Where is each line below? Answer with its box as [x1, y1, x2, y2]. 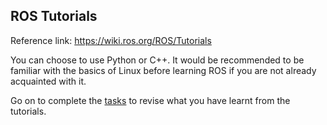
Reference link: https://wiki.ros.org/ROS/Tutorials [10, 34, 212, 46]
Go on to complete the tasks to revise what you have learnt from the [10, 94, 291, 106]
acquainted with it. [10, 75, 87, 87]
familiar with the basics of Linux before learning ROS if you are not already [10, 64, 317, 76]
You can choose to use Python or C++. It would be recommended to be [10, 54, 305, 66]
